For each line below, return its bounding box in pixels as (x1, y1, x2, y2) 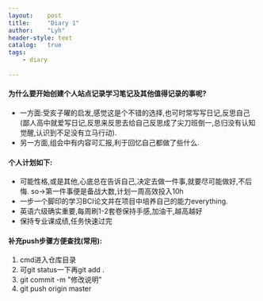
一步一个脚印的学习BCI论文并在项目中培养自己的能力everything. (19, 196, 228, 206)
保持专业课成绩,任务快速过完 (19, 216, 112, 226)
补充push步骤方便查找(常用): (8, 236, 103, 245)
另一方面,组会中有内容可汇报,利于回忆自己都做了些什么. (19, 137, 200, 147)
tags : (8, 48, 26, 56)
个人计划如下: (8, 157, 53, 167)
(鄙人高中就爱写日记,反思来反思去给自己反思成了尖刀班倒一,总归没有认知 (19, 118, 256, 127)
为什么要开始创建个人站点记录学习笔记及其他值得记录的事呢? (8, 89, 207, 98)
